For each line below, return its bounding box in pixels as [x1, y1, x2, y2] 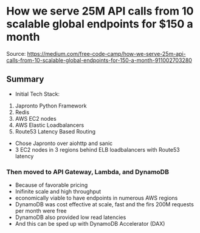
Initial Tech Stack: [15, 90, 60, 98]
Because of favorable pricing [15, 181, 88, 189]
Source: [6, 50, 26, 57]
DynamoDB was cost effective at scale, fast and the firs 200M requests [15, 201, 195, 208]
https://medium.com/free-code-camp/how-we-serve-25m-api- [27, 50, 187, 57]
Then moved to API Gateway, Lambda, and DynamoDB [6, 167, 169, 176]
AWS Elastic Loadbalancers [15, 121, 84, 129]
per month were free [15, 208, 67, 215]
